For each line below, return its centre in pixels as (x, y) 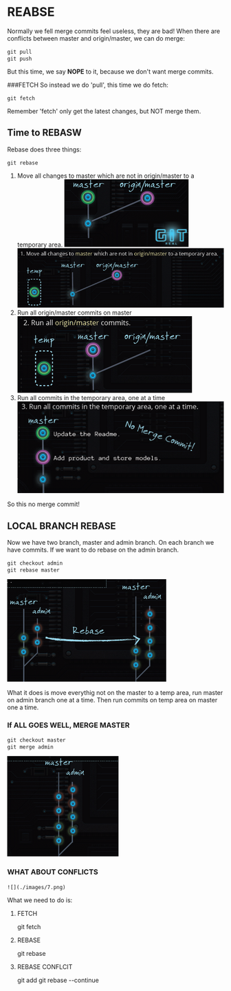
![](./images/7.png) (37, 887)
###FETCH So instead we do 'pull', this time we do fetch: (88, 85)
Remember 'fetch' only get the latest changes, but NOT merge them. (104, 111)
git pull (20, 52)
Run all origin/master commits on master (74, 313)
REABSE (31, 12)
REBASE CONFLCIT (45, 967)
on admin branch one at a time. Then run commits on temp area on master (112, 700)
